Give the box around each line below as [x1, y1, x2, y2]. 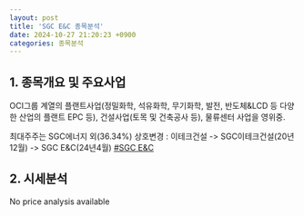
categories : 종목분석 [9, 38, 84, 48]
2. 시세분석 [9, 172, 68, 187]
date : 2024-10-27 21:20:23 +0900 [9, 30, 137, 39]
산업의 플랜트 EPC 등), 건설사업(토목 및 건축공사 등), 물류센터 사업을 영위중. [18, 112, 286, 123]
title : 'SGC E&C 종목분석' [9, 22, 105, 31]
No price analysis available [9, 196, 110, 207]
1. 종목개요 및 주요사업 [9, 74, 127, 90]
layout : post [9, 13, 59, 23]
